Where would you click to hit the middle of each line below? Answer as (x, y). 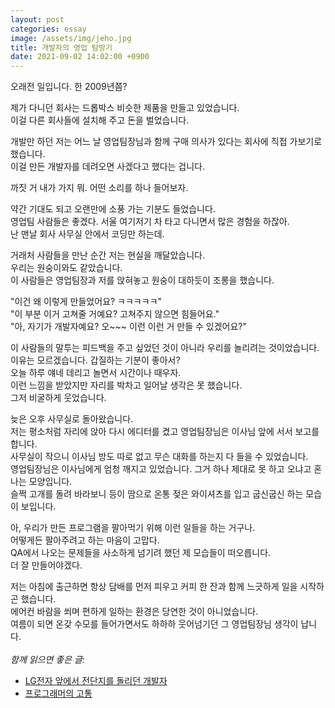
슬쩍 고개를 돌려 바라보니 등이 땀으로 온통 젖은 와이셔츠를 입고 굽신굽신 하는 (157, 494)
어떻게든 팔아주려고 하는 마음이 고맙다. (85, 540)
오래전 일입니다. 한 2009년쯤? (69, 87)
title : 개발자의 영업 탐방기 (61, 47)
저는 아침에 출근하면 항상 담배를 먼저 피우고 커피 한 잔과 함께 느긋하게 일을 (154, 587)
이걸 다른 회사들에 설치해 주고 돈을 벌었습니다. (100, 120)
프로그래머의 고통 (58, 693)
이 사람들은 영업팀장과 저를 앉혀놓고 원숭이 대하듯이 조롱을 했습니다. (142, 280)
